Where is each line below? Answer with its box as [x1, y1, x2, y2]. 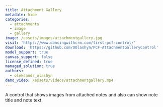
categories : [5, 17, 30, 22]
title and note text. [5, 97, 43, 103]
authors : [5, 69, 24, 74]
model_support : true [5, 49, 49, 55]
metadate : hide [5, 12, 37, 17]
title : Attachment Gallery [5, 7, 62, 13]
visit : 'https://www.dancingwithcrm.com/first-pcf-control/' [5, 40, 136, 45]
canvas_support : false [5, 54, 53, 60]
